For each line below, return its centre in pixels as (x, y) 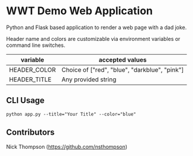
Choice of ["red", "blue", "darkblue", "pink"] (123, 69)
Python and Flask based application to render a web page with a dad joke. (96, 27)
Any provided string (89, 79)
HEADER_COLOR (33, 69)
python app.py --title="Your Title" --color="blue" (71, 114)
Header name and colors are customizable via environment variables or (93, 39)
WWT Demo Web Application (79, 11)
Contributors (30, 133)
